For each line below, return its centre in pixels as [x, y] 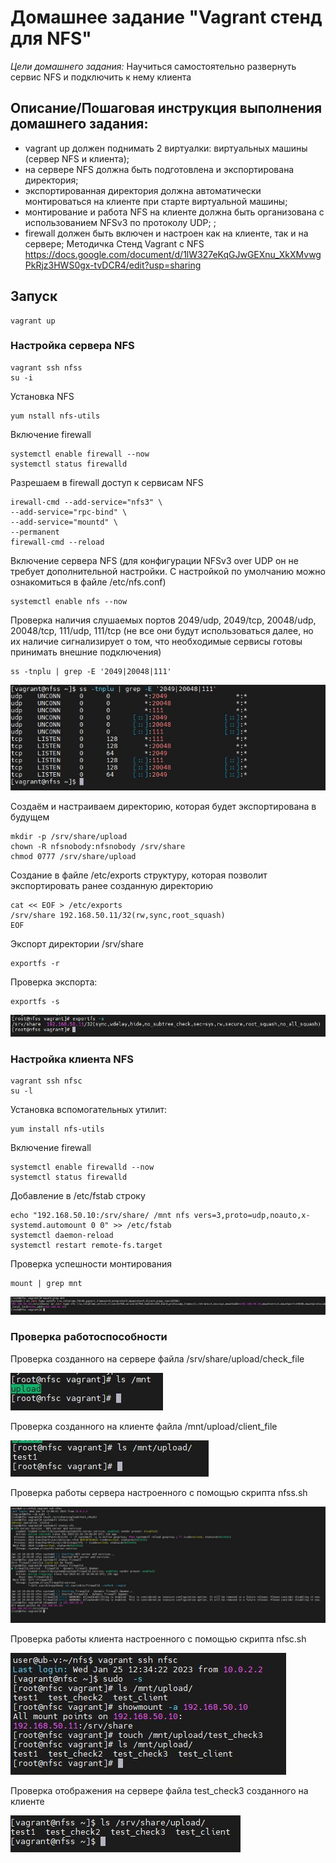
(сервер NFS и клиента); [77, 158]
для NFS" [51, 38]
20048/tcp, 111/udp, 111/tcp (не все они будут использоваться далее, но [162, 630]
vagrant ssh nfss [46, 367]
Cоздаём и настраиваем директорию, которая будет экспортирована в [163, 807]
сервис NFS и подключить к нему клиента [101, 77]
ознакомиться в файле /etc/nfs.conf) [88, 582]
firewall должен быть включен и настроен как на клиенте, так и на [166, 233]
